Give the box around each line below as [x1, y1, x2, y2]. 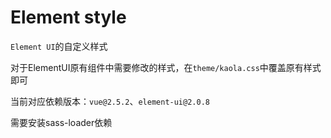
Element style [10, 6, 127, 29]
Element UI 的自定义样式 [10, 40, 108, 52]
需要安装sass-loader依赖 [10, 116, 113, 128]
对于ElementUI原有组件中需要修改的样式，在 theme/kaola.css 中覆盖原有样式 [10, 61, 322, 73]
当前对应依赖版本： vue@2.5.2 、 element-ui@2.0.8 [10, 95, 210, 107]
